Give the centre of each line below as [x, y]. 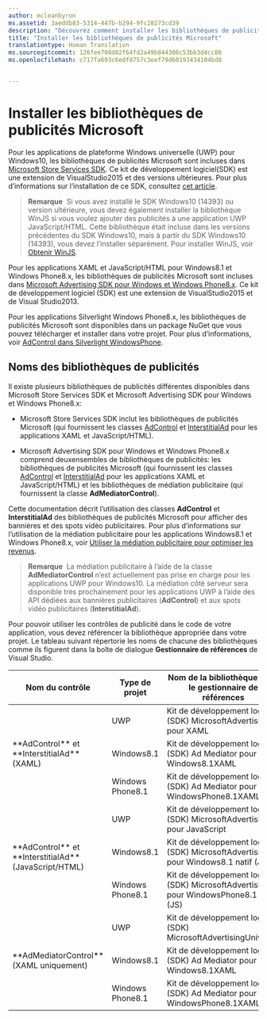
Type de [135, 683]
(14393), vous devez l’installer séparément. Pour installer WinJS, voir [140, 243]
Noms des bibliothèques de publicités [104, 367]
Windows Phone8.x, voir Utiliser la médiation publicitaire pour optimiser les [131, 543]
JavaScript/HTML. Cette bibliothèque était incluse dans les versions [139, 227]
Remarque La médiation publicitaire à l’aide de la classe [120, 566]
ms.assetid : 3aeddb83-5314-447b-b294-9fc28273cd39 [94, 23]
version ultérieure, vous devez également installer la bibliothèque [134, 210]
